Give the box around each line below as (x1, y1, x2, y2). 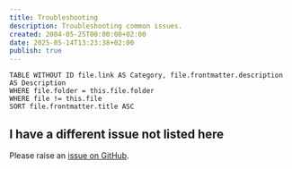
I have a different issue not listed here (9, 126, 225, 141)
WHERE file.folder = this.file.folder (9, 87, 155, 96)
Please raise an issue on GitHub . (9, 149, 129, 161)
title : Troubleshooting (9, 13, 99, 22)
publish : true (9, 46, 63, 55)
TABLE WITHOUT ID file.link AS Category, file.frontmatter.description (9, 71, 283, 80)
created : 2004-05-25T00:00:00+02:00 (9, 30, 146, 38)
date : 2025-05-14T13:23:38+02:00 (9, 38, 135, 47)
